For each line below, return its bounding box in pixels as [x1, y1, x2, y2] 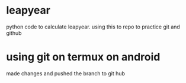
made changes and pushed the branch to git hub [6, 69, 126, 77]
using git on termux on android [6, 50, 161, 64]
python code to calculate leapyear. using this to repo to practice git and [6, 23, 181, 30]
